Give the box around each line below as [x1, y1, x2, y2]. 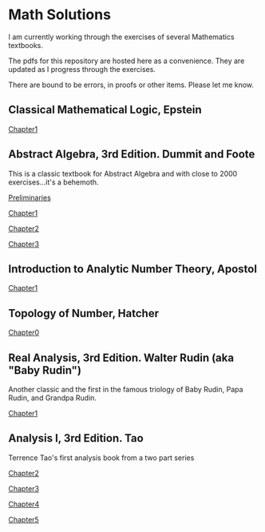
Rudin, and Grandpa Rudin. [8, 393, 97, 403]
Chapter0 [8, 328, 40, 337]
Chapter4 [8, 499, 40, 509]
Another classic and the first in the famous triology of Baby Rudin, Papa [8, 385, 243, 394]
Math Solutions [8, 6, 112, 24]
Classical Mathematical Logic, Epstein [8, 103, 202, 117]
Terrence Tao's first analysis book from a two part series [8, 453, 195, 463]
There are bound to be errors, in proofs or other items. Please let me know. [8, 80, 254, 89]
